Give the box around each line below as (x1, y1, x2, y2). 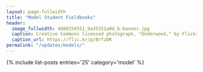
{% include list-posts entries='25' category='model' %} (6, 58, 144, 66)
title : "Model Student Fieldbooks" (6, 14, 96, 20)
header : (6, 20, 26, 26)
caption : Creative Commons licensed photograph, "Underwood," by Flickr (11, 31, 199, 37)
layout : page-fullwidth (6, 8, 66, 15)
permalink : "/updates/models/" (6, 43, 85, 49)
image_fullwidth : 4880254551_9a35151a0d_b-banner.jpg (11, 25, 150, 32)
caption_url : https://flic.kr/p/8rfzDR (11, 37, 112, 43)
